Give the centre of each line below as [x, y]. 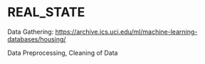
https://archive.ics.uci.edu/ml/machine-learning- [126, 32]
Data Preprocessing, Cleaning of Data [63, 53]
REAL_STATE [46, 12]
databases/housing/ [37, 39]
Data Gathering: [31, 32]
